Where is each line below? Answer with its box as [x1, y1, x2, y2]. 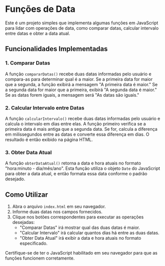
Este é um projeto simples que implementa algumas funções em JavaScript [5, 20, 159, 26]
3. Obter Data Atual [5, 149, 52, 156]
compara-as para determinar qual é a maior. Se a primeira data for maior [5, 76, 153, 82]
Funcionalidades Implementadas [5, 45, 108, 53]
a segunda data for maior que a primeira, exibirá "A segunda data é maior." [5, 87, 157, 93]
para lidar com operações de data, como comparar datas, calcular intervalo [5, 25, 159, 31]
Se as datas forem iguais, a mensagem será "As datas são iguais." [5, 92, 139, 98]
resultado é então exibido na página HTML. [5, 136, 93, 142]
